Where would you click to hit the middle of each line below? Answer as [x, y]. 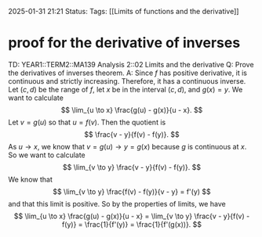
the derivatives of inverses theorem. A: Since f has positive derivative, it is [127, 73]
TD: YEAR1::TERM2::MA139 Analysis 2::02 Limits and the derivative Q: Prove [131, 64]
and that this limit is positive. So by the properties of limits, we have [117, 203]
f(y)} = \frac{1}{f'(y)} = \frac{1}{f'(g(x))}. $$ [132, 224]
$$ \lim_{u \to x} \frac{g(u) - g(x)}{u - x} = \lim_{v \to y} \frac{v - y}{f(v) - [132, 216]
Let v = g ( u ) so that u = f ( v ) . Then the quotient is [87, 122]
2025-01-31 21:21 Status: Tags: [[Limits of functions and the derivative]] [124, 11]
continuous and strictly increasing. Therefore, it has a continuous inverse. [127, 81]
